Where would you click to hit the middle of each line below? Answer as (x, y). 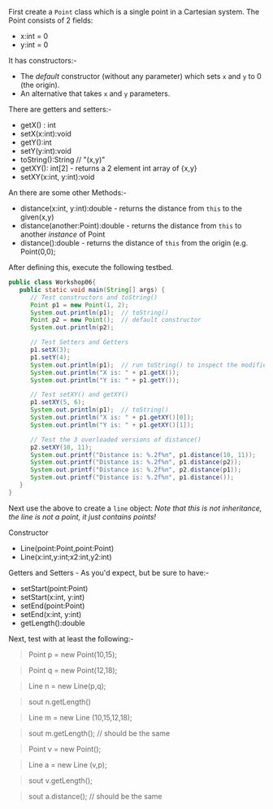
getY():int (36, 142)
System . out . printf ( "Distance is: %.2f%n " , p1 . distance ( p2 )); (136, 463)
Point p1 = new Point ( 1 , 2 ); (79, 305)
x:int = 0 (34, 36)
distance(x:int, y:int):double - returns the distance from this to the (131, 208)
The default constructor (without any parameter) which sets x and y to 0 (141, 76)
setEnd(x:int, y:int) (51, 614)
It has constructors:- (43, 61)
